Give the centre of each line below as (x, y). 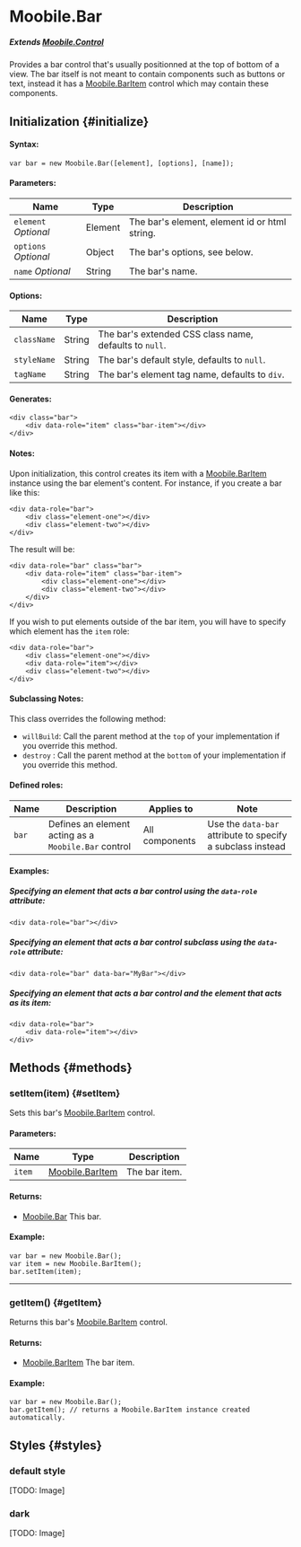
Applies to (171, 808)
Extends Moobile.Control (57, 41)
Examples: (29, 870)
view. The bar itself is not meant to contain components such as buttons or (147, 75)
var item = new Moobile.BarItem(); (76, 1263)
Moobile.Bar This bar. (62, 1216)
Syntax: (24, 145)
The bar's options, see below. (191, 251)
